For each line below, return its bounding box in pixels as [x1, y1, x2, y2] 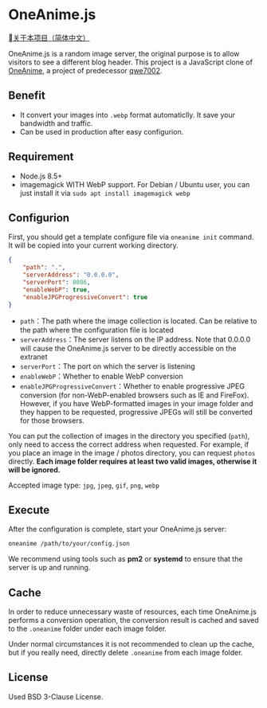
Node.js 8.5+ [19, 171, 62, 181]
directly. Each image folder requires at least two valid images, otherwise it [8, 456, 257, 466]
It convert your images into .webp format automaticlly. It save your [19, 110, 235, 119]
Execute [8, 503, 50, 517]
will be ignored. [8, 464, 61, 475]
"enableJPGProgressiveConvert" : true [22, 293, 148, 301]
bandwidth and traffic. [19, 118, 93, 128]
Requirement [8, 150, 74, 164]
